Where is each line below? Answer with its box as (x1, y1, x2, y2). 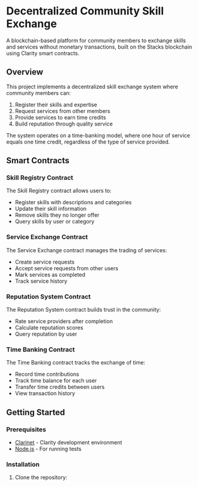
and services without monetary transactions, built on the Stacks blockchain (6, 43, 193, 50)
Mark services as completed (14, 271, 86, 278)
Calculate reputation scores (14, 324, 83, 331)
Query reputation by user (14, 330, 77, 337)
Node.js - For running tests (14, 446, 82, 453)
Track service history (14, 277, 68, 285)
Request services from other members (14, 107, 110, 115)
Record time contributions (14, 371, 79, 378)
